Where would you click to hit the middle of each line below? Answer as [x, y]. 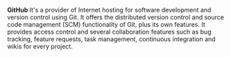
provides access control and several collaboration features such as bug [109, 32]
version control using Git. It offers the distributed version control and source [115, 17]
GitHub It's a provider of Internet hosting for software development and [109, 10]
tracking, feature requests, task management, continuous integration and [112, 39]
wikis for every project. [40, 46]
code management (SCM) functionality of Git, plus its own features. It [106, 24]
